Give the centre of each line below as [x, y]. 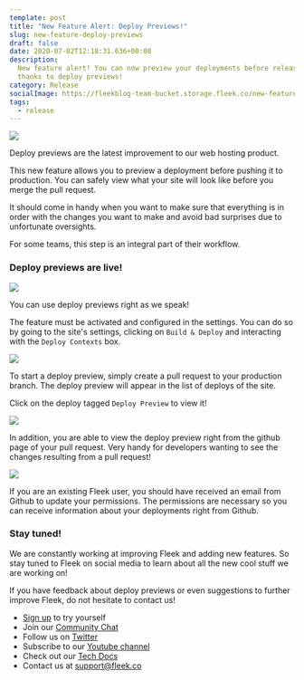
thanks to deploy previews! [71, 77]
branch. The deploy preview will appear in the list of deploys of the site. [142, 385]
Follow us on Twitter [60, 637]
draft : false [34, 43]
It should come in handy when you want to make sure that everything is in [147, 207]
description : [34, 60]
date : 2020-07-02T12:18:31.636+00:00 [81, 52]
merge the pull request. [53, 190]
